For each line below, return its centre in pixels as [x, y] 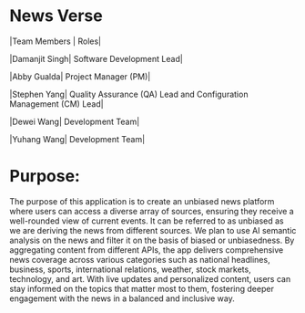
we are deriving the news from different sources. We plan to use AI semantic [153, 230]
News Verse [56, 16]
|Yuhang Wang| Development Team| [77, 139]
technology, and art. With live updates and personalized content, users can [150, 278]
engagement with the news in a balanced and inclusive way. [122, 298]
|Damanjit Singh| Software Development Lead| [97, 58]
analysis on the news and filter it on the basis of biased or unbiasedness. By [152, 240]
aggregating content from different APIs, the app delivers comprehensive [147, 250]
